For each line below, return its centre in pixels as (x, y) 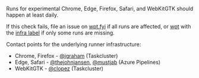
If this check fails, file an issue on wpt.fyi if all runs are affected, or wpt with (99, 26)
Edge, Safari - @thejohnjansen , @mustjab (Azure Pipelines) (88, 62)
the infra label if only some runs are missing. (60, 33)
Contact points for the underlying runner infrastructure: (74, 44)
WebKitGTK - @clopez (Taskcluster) (59, 68)
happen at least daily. (32, 15)
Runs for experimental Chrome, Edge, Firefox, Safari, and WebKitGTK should (100, 9)
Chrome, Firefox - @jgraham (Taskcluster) (66, 56)
